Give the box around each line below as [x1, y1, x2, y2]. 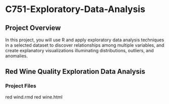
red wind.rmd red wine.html [5, 94, 63, 100]
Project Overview [5, 24, 61, 32]
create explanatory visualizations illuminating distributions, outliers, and [5, 48, 154, 53]
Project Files [5, 82, 36, 89]
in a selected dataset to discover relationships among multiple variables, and [5, 42, 164, 48]
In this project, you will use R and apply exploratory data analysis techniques [5, 37, 164, 43]
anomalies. [5, 53, 28, 59]
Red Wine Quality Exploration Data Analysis [5, 67, 145, 76]
